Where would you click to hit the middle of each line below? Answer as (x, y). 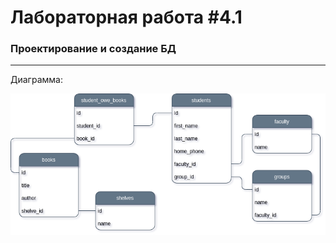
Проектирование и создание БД (93, 49)
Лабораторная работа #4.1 (126, 17)
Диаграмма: (36, 80)
